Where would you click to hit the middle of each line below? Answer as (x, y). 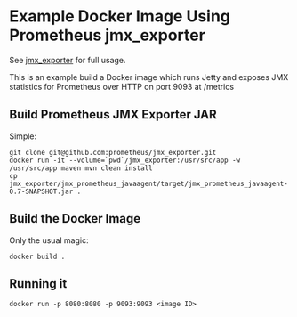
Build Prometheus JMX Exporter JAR (113, 114)
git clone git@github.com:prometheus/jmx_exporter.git (113, 152)
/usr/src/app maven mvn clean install (81, 168)
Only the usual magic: (49, 240)
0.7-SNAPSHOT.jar (41, 191)
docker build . (37, 256)
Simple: (23, 136)
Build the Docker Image (75, 219)
